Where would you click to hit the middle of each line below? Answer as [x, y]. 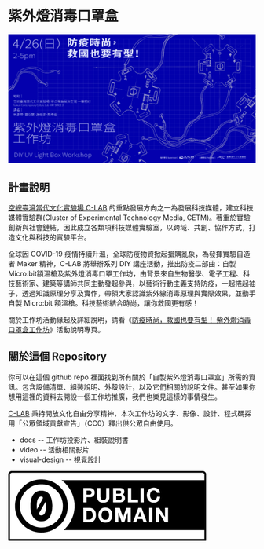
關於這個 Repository [58, 357]
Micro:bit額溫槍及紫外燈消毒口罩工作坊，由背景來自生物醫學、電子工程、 [126, 274]
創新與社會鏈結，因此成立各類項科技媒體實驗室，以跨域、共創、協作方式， [128, 228]
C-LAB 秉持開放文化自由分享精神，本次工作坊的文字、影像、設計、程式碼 [126, 413]
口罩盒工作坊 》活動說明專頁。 [56, 330]
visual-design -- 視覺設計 [60, 459]
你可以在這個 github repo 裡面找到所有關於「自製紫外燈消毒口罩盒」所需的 [128, 377]
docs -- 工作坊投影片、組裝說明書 [74, 440]
